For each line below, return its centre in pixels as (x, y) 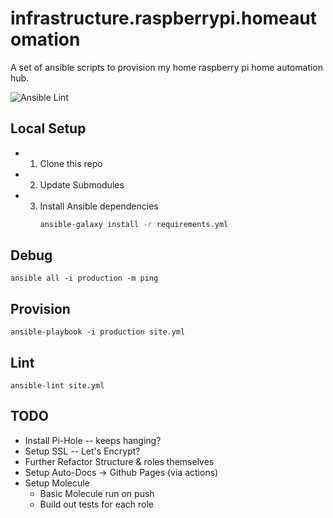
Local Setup (48, 128)
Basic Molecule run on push (97, 493)
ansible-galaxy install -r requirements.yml (134, 224)
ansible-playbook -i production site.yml (98, 332)
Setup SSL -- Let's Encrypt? (82, 451)
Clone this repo (71, 163)
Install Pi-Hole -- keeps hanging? (93, 440)
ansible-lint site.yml (57, 386)
